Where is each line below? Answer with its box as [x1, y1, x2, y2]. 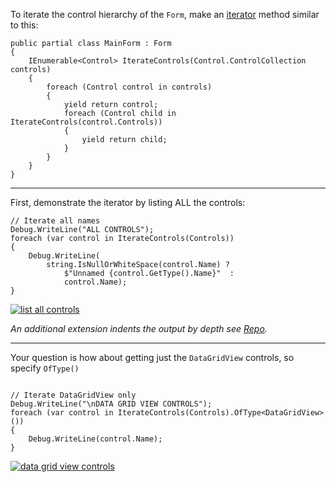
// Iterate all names [10, 216, 101, 226]
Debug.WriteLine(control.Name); [28, 434, 163, 444]
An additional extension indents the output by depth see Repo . [10, 323, 268, 334]
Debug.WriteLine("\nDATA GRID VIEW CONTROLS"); [10, 399, 213, 409]
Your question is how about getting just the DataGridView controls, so [10, 352, 295, 363]
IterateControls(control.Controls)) [10, 117, 163, 127]
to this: [10, 19, 39, 31]
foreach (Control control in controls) [46, 82, 213, 92]
